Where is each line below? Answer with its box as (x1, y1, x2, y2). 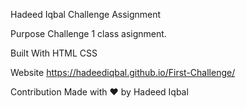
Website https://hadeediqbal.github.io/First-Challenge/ (10, 67, 236, 78)
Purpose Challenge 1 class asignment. (10, 28, 167, 39)
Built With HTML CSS (10, 47, 98, 59)
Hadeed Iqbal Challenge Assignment (10, 9, 162, 20)
